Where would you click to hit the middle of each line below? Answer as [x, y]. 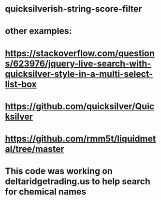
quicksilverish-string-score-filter [73, 9]
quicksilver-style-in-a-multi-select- [79, 74]
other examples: [38, 31]
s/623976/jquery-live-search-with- [78, 63]
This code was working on [59, 171]
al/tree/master [35, 149]
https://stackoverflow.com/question [80, 53]
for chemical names [46, 192]
